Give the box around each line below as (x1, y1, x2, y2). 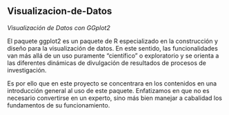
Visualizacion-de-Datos (7, 5, 112, 17)
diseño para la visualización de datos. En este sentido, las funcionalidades (7, 44, 219, 52)
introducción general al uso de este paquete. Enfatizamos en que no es (7, 86, 210, 94)
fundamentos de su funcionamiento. (7, 101, 110, 109)
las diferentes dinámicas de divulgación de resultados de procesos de (7, 58, 207, 67)
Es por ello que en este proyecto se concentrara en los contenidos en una (7, 79, 217, 88)
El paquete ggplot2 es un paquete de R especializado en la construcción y (7, 37, 219, 45)
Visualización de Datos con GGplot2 (7, 23, 110, 31)
